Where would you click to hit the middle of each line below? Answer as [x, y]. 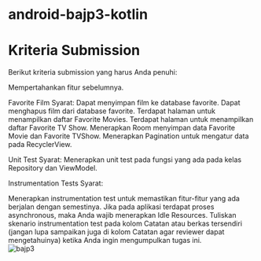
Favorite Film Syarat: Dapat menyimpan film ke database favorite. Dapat [125, 103]
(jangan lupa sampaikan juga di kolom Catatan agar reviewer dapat [116, 232]
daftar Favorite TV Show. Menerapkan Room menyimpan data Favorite [122, 128]
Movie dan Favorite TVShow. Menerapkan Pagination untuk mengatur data [129, 136]
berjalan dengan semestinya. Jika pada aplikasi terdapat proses [111, 207]
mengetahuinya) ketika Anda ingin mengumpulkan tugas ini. [105, 241]
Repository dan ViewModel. [53, 168]
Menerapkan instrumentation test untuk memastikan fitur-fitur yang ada [124, 199]
